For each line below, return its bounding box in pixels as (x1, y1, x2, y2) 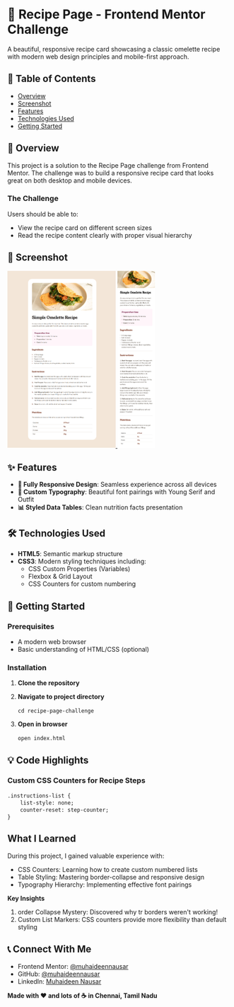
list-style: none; (20, 799, 74, 806)
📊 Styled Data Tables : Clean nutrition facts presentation (17, 503, 183, 512)
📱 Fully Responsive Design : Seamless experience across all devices (17, 481, 217, 489)
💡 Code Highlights (7, 754, 89, 766)
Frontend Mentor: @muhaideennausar (17, 962, 129, 970)
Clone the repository (17, 679, 80, 687)
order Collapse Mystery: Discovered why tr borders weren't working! (17, 907, 218, 916)
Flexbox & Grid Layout (28, 572, 93, 581)
